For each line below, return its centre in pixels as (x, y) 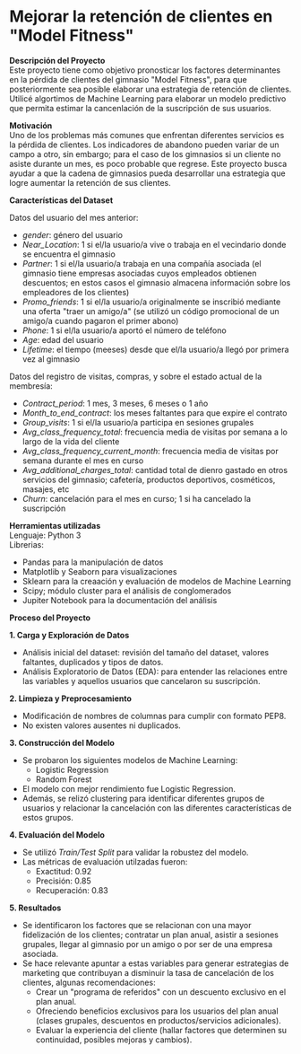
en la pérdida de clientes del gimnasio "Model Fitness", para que (129, 79)
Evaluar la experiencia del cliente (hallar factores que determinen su (161, 1030)
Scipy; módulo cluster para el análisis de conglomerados (127, 591)
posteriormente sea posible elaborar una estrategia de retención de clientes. (150, 89)
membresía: (31, 386)
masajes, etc (46, 489)
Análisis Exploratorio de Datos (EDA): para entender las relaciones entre (155, 672)
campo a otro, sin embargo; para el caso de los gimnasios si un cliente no (145, 154)
